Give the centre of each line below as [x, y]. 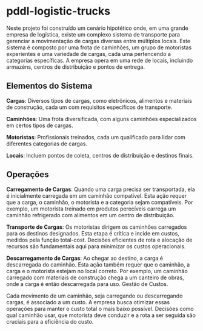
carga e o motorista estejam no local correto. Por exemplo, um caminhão [97, 271]
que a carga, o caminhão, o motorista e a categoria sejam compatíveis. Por [100, 202]
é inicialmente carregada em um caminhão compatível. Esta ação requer [97, 195]
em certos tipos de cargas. [40, 125]
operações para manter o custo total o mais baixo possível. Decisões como [100, 308]
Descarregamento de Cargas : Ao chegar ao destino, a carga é [85, 258]
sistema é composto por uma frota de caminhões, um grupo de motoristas [99, 47]
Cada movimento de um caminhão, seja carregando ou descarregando [95, 296]
